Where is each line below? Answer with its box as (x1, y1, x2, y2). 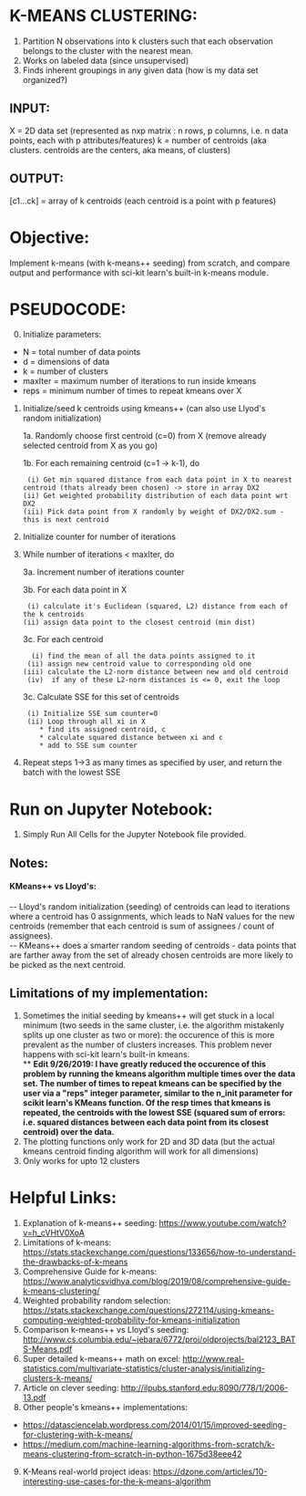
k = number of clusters (22, 366, 109, 377)
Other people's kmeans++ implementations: (22, 1401, 189, 1412)
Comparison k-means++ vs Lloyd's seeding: (22, 1324, 189, 1335)
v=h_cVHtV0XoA (22, 1227, 85, 1238)
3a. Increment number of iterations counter (22, 566, 185, 577)
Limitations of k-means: (22, 1237, 112, 1248)
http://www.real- (181, 1353, 245, 1364)
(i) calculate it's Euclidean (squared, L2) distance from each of (26, 602, 289, 611)
